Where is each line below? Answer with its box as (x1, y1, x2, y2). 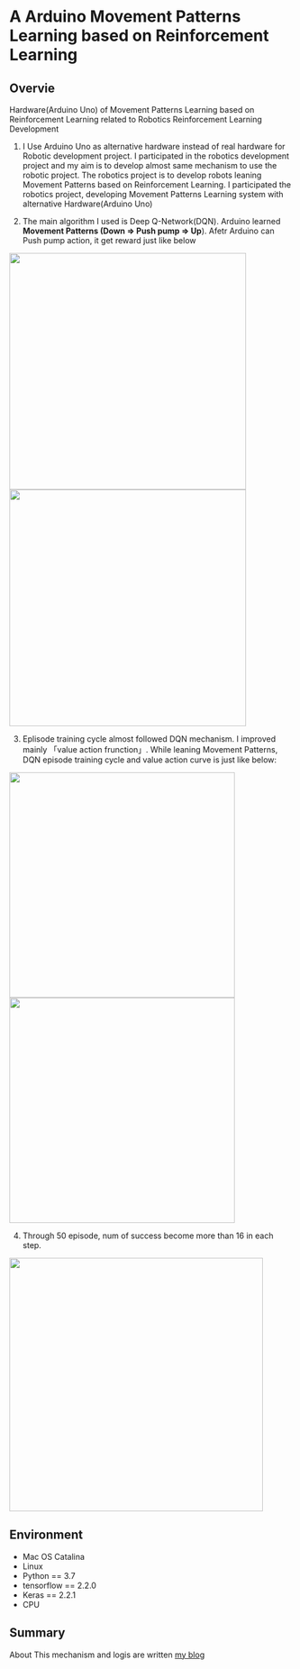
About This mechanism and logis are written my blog (9, 1649, 205, 1660)
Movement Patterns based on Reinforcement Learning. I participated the (22, 179, 291, 190)
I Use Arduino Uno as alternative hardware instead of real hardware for (22, 141, 286, 151)
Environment (9, 1528, 84, 1543)
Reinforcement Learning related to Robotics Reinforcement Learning (9, 114, 263, 124)
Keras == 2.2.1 (22, 1589, 77, 1601)
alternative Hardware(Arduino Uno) (22, 198, 153, 209)
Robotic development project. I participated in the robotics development (22, 150, 290, 161)
